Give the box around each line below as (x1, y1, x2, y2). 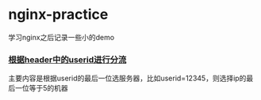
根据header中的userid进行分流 (8, 54, 127, 65)
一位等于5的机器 (14, 83, 69, 93)
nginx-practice (8, 6, 109, 24)
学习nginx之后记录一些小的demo (8, 32, 115, 42)
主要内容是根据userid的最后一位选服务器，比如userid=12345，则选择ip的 (8, 73, 247, 83)
